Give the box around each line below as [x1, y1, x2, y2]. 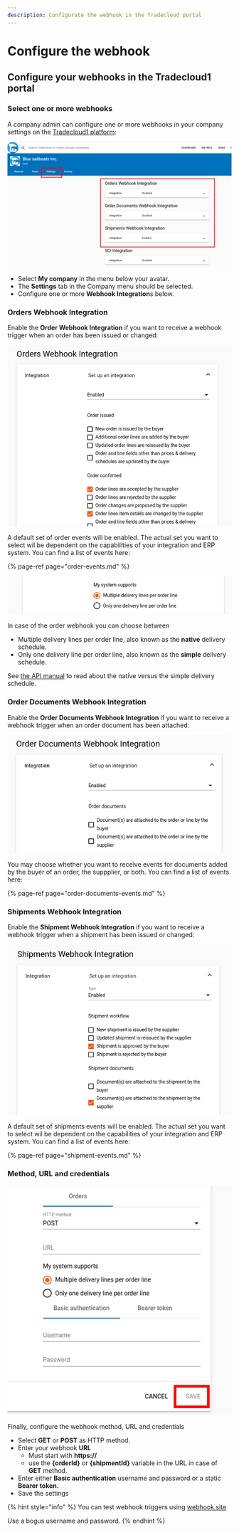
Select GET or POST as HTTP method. [17, 1436, 130, 1444]
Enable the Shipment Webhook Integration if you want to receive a [7, 923, 205, 931]
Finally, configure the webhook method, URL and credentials [7, 1422, 185, 1431]
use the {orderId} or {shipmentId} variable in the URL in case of [28, 1459, 218, 1467]
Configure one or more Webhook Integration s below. [17, 290, 174, 298]
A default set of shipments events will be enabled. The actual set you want [7, 1122, 225, 1131]
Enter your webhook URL [17, 1444, 91, 1452]
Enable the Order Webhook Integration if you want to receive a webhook [7, 324, 222, 332]
